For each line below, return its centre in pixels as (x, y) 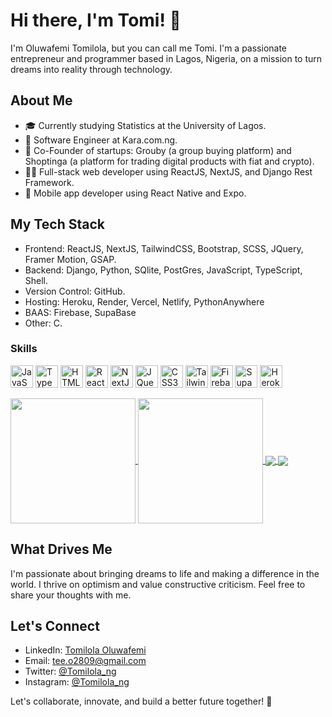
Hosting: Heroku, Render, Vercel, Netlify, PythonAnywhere (144, 301)
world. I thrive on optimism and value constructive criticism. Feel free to (158, 584)
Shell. (36, 280)
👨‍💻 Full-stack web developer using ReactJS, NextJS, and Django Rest (168, 171)
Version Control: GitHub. (75, 291)
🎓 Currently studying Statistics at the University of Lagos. (145, 125)
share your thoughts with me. (71, 595)
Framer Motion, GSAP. (70, 259)
